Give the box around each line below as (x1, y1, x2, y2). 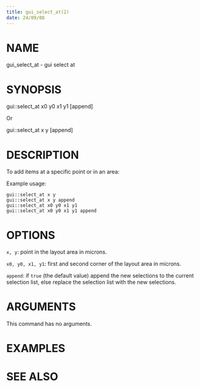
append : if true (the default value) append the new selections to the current (6, 272, 194, 279)
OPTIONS (6, 228, 55, 242)
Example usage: (6, 180, 47, 187)
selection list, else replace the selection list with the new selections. (6, 279, 177, 286)
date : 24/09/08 (6, 15, 45, 21)
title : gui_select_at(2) (6, 9, 70, 15)
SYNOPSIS (6, 83, 62, 97)
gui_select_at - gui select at (6, 61, 75, 68)
